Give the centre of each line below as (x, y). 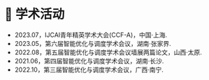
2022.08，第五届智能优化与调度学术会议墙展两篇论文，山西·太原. (108, 52)
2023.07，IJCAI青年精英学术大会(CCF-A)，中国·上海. (91, 35)
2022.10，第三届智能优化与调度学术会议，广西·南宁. (89, 70)
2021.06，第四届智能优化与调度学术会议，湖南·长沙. (89, 61)
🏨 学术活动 (35, 14)
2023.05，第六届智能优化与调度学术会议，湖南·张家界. (93, 43)
